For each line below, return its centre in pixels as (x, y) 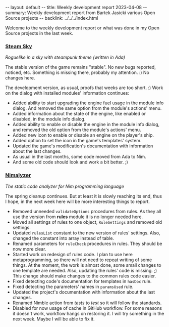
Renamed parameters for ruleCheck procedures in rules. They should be (87, 243)
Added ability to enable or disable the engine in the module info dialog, (86, 125)
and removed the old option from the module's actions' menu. (77, 130)
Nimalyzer (18, 175)
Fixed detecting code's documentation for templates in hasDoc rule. (82, 281)
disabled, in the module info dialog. (49, 119)
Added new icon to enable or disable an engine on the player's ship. (83, 135)
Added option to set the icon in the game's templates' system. (77, 141)
